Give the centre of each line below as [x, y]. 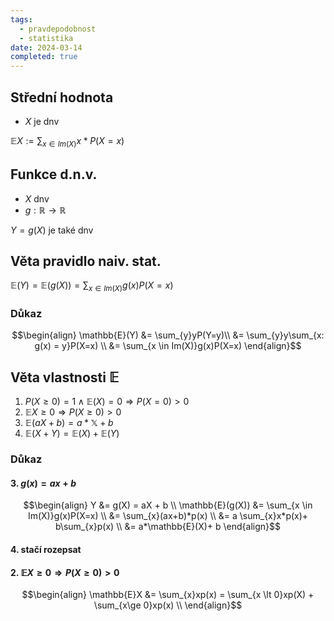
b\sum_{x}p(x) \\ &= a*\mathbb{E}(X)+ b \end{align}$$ [168, 527]
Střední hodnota [62, 97]
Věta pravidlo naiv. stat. [86, 261]
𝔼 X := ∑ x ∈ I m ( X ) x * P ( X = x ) [67, 141]
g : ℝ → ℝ [45, 210]
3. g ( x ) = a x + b [43, 483]
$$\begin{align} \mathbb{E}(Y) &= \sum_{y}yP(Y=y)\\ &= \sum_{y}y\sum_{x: [168, 335]
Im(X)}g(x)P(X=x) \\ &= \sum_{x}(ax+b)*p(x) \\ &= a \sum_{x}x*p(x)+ [168, 516]
